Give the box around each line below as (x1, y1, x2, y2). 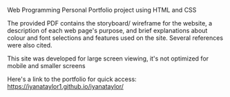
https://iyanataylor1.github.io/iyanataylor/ (7, 83, 124, 90)
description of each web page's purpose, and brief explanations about (7, 27, 208, 34)
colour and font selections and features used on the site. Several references (7, 34, 223, 42)
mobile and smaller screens (7, 62, 86, 69)
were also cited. (7, 41, 53, 49)
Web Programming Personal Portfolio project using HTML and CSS (7, 6, 197, 14)
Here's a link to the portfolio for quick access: (7, 75, 137, 83)
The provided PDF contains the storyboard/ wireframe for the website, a (7, 19, 213, 27)
